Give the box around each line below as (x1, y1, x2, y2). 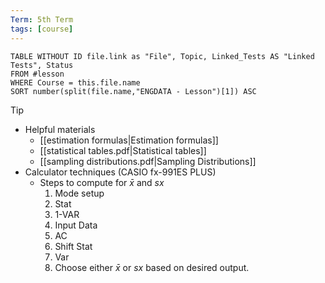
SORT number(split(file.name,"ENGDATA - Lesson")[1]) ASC (10, 86, 257, 96)
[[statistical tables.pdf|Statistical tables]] (39, 144, 207, 156)
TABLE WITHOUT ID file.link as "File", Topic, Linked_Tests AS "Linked (10, 51, 315, 61)
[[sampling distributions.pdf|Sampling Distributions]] (39, 155, 257, 167)
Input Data (54, 219, 98, 231)
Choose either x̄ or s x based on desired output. (54, 261, 250, 273)
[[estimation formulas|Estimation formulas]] (39, 134, 219, 146)
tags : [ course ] (10, 24, 74, 34)
